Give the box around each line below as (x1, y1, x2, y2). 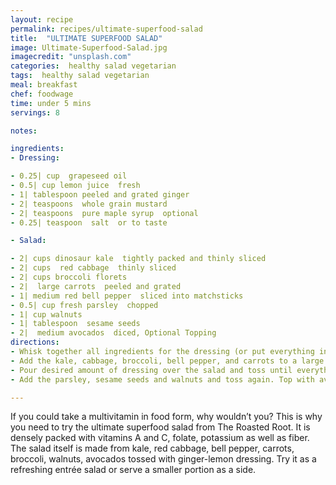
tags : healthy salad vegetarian (10, 71, 150, 81)
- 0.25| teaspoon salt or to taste (10, 217, 168, 228)
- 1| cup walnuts (10, 309, 83, 320)
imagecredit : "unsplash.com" (10, 52, 132, 62)
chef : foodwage (10, 89, 74, 99)
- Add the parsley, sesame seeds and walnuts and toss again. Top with (10, 374, 315, 385)
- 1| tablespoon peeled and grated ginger (10, 189, 190, 200)
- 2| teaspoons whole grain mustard (10, 199, 168, 209)
